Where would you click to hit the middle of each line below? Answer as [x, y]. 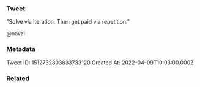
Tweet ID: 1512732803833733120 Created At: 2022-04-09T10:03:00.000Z [100, 63]
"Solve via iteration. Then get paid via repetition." [68, 22]
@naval [16, 33]
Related [18, 78]
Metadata [21, 49]
